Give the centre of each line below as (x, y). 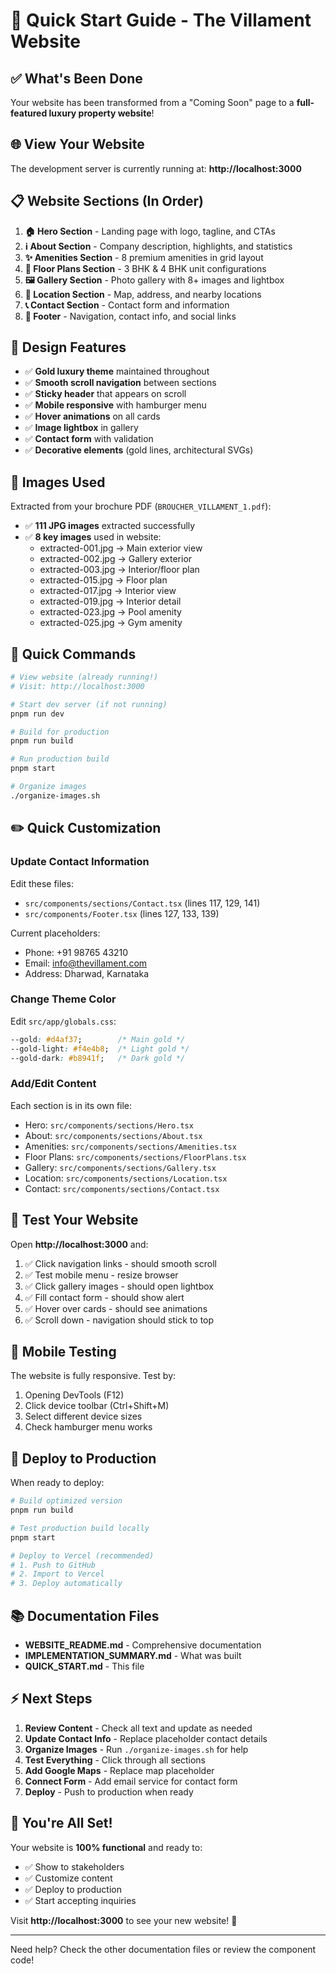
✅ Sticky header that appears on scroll (105, 394)
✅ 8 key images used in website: (93, 537)
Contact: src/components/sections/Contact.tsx (122, 1188)
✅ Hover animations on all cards (92, 416)
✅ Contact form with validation (89, 439)
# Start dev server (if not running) (89, 704)
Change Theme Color (63, 999)
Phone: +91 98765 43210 (76, 952)
